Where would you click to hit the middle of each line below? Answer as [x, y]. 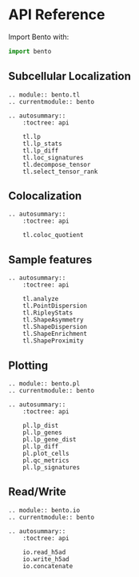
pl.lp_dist [41, 426]
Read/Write [37, 492]
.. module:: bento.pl [44, 384]
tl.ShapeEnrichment [55, 334]
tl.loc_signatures [53, 157]
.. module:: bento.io [44, 510]
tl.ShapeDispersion [55, 327]
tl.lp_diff [41, 150]
